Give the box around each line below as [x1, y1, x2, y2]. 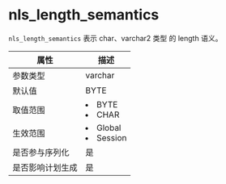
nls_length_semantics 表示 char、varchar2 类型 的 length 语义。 [8, 33, 223, 43]
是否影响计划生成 [12, 161, 79, 173]
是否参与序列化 [12, 147, 70, 158]
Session [96, 132, 127, 143]
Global [96, 122, 122, 133]
